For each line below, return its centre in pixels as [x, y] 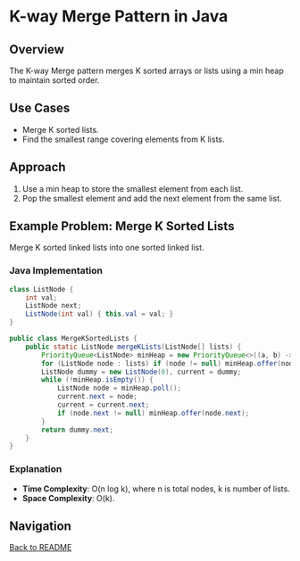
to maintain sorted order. [54, 80]
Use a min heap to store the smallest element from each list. [133, 188]
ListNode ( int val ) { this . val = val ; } [100, 314]
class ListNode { [42, 289]
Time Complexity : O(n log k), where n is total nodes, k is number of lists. [156, 489]
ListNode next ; [54, 306]
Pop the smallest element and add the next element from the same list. [152, 198]
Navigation [40, 527]
